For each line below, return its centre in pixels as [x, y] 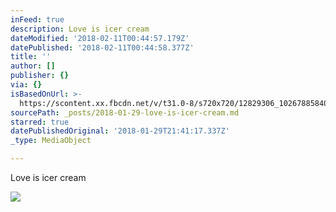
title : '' [31, 57]
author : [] [33, 66]
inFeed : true [37, 19]
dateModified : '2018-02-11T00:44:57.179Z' [100, 38]
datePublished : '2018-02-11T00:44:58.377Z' [102, 47]
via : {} [26, 85]
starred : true [40, 122]
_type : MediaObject [51, 141]
